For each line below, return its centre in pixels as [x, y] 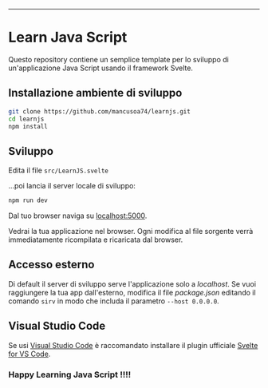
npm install [28, 126]
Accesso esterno [51, 265]
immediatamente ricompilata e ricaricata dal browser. [96, 240]
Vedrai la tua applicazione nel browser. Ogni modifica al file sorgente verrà [131, 232]
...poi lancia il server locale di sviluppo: [72, 186]
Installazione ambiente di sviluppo [95, 93]
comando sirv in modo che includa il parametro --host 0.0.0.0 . [114, 301]
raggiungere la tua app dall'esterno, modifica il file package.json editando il [132, 292]
